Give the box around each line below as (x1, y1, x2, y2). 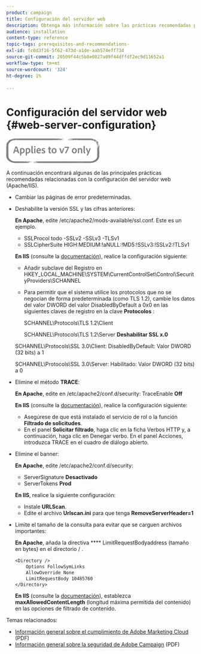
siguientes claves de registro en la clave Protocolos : (23, 308, 155, 315)
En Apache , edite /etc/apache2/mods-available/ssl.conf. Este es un (14, 217, 182, 224)
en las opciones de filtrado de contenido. (14, 605, 117, 612)
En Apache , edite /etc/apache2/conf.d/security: (14, 462, 133, 470)
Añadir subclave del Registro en (23, 264, 103, 272)
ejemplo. (14, 223, 37, 231)
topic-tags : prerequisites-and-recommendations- (6, 41, 130, 47)
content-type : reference (6, 35, 68, 41)
